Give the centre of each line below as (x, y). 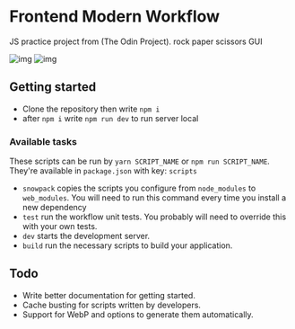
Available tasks (43, 141)
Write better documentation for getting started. (108, 295)
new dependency (54, 208)
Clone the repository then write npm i (91, 109)
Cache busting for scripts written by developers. (112, 305)
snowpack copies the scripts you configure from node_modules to (139, 188)
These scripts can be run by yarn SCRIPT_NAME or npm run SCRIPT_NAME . (140, 161)
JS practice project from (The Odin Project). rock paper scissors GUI (136, 41)
